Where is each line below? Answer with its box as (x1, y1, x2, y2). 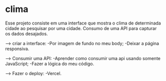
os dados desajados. (5, 30, 48, 36)
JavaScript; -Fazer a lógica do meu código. (5, 60, 94, 66)
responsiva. (5, 45, 29, 51)
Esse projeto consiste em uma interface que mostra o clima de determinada (5, 20, 161, 26)
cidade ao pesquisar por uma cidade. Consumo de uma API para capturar (5, 25, 157, 31)
